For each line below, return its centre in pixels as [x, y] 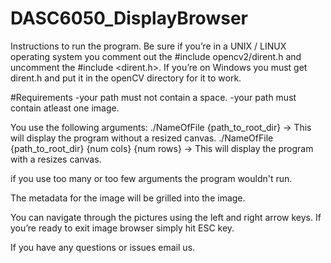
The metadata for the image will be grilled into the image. [128, 198]
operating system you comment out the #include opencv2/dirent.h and [156, 56]
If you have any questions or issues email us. [103, 247]
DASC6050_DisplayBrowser [129, 18]
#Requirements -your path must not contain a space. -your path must [153, 97]
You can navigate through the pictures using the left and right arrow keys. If [166, 217]
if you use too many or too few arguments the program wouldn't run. [151, 178]
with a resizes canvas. [56, 159]
